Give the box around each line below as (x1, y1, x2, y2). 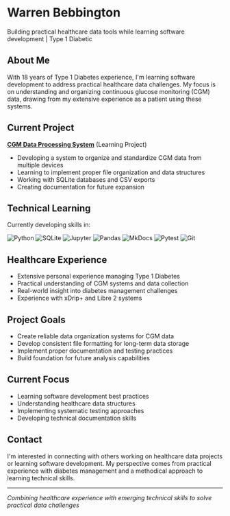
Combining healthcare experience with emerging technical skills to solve (7, 493, 212, 502)
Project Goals (7, 314, 66, 325)
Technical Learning (7, 202, 91, 214)
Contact (7, 434, 42, 445)
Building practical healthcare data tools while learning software (7, 27, 185, 36)
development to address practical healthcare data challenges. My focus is (7, 80, 216, 89)
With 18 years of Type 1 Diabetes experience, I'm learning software (7, 73, 196, 81)
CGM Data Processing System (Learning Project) (7, 140, 147, 148)
